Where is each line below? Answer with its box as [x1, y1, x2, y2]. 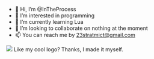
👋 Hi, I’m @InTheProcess [14, 6, 76, 13]
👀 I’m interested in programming [14, 12, 95, 19]
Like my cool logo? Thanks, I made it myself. [13, 46, 123, 53]
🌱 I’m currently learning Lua [14, 18, 84, 25]
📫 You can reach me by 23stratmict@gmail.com [14, 32, 135, 38]
